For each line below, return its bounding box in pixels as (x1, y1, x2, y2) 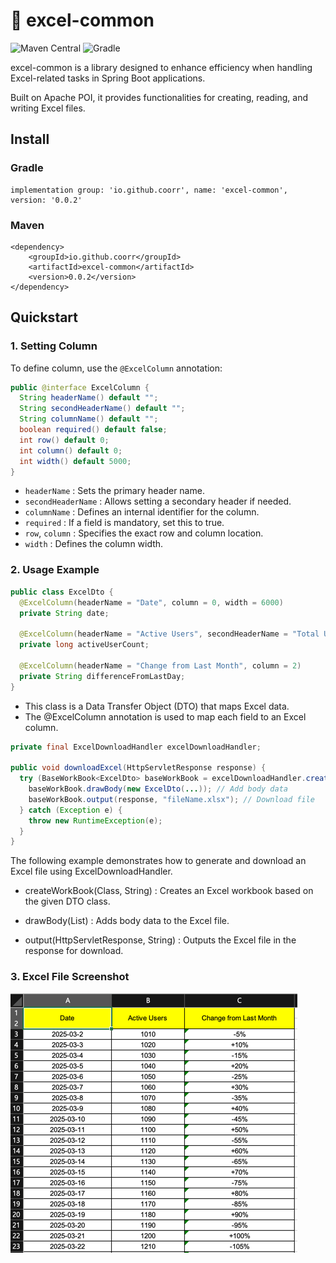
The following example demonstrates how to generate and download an (10, 855, 307, 867)
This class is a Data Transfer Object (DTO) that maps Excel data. (24, 700, 290, 712)
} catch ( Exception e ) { (19, 805, 123, 815)
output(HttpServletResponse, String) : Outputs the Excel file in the (24, 934, 297, 946)
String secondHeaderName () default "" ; (19, 404, 186, 414)
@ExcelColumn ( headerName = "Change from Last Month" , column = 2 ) (19, 660, 302, 671)
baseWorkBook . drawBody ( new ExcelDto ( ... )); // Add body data (28, 784, 288, 794)
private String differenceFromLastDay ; (19, 671, 186, 681)
